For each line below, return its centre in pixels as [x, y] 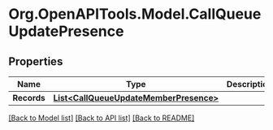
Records [29, 98]
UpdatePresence [66, 31]
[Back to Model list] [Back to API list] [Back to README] [102, 118]
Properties [36, 61]
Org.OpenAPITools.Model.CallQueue [135, 14]
